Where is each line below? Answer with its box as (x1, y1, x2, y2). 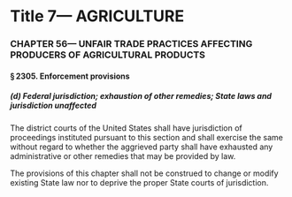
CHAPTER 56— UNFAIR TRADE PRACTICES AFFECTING (10, 38, 253, 50)
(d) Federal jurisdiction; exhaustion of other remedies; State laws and (10, 91, 273, 102)
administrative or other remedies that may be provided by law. (10, 150, 236, 161)
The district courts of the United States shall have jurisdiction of (10, 122, 242, 133)
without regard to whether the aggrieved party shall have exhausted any (10, 141, 273, 152)
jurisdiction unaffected (10, 100, 96, 111)
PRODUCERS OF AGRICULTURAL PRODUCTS (10, 49, 206, 61)
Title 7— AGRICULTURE (10, 6, 185, 27)
